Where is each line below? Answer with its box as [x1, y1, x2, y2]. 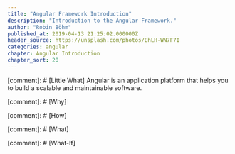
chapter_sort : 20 [7, 57, 59, 64]
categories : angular [7, 43, 69, 50]
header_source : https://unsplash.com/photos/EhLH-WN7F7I [7, 37, 180, 44]
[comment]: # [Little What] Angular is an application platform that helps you [7, 76, 229, 84]
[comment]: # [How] [7, 111, 67, 119]
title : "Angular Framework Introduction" [7, 10, 132, 18]
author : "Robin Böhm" [7, 23, 72, 31]
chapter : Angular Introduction [7, 50, 100, 57]
